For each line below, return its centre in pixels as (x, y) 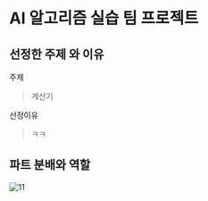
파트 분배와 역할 (50, 165)
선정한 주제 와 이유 (57, 54)
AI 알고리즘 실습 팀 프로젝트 (104, 18)
